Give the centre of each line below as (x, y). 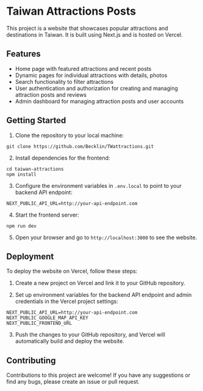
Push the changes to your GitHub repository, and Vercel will (90, 335)
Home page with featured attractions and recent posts (83, 69)
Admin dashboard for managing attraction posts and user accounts (99, 101)
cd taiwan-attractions (35, 169)
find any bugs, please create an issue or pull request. (73, 382)
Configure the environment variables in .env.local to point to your (98, 185)
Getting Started (36, 121)
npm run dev (21, 226)
